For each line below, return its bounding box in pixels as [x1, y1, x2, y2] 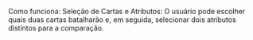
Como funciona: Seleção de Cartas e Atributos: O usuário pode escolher [8, 7, 246, 16]
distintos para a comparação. [8, 24, 104, 32]
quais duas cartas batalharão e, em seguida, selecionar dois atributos [8, 15, 236, 24]
